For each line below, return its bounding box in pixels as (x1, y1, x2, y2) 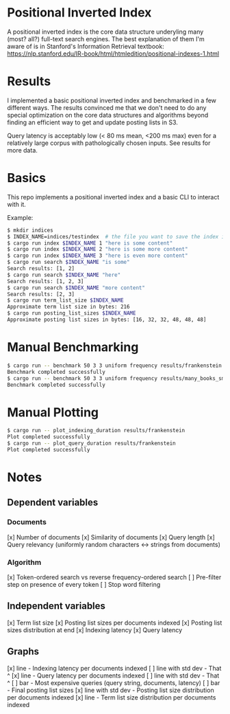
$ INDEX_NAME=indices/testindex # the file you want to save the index (7, 233, 219, 240)
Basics (7, 170, 47, 186)
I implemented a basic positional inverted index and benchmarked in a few (7, 96, 217, 104)
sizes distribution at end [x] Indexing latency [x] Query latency (7, 625, 183, 634)
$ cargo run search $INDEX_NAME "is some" (7, 259, 130, 266)
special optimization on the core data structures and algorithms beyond (7, 111, 209, 119)
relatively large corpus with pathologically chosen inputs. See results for (7, 139, 211, 147)
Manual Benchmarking (7, 339, 139, 355)
